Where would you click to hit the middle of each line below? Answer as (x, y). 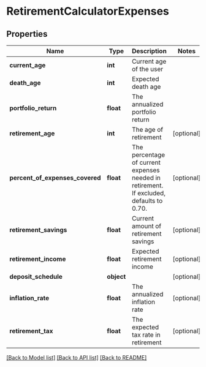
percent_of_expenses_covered (55, 178)
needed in (146, 178)
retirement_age (32, 133)
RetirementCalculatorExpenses (88, 11)
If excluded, (148, 193)
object (116, 277)
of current (146, 162)
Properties (27, 34)
